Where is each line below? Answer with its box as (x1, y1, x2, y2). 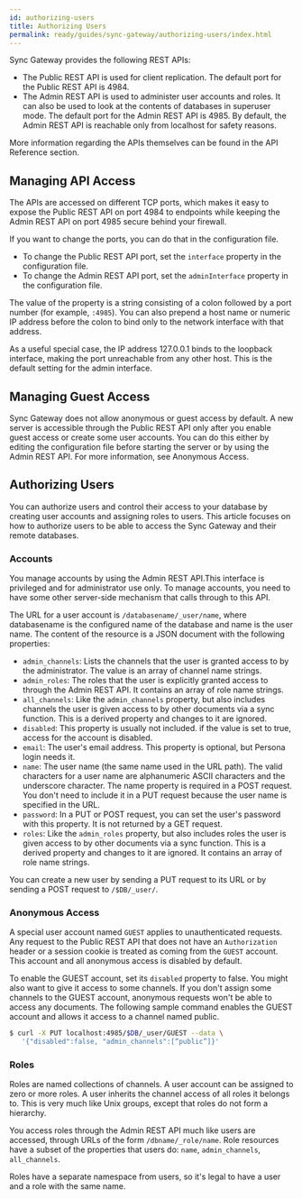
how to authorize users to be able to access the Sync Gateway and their (9, 520, 277, 531)
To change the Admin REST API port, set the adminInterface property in (22, 270, 288, 281)
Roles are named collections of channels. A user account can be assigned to (9, 1079, 294, 1090)
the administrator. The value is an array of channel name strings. (22, 665, 262, 676)
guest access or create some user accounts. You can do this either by (9, 432, 270, 443)
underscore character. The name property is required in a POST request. (22, 781, 293, 792)
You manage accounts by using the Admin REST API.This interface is (9, 573, 265, 584)
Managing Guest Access (9, 389, 151, 404)
